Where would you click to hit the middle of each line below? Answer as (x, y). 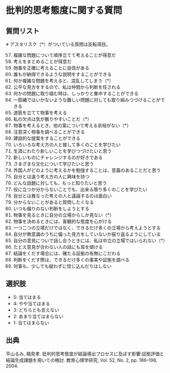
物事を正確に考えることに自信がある (51, 68)
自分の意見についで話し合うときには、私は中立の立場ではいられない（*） (90, 240)
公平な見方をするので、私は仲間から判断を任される (67, 87)
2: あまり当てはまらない (38, 316)
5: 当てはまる (27, 297)
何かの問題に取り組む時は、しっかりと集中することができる (76, 93)
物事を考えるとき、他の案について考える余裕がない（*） (72, 125)
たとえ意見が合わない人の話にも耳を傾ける (58, 247)
